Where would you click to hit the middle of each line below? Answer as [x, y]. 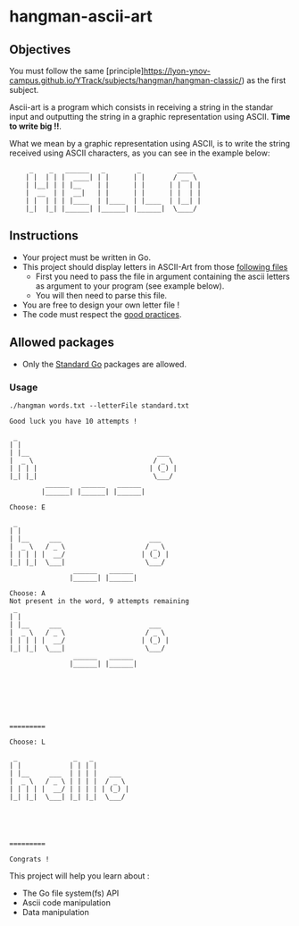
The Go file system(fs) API [71, 893]
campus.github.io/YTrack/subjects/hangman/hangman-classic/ [126, 80]
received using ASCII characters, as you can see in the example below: [140, 153]
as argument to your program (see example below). [130, 286]
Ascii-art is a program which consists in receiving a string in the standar [141, 107]
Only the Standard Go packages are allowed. [104, 364]
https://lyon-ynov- [177, 71]
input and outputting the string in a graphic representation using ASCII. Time [150, 117]
